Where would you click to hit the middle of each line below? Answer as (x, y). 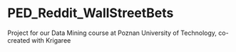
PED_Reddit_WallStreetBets (91, 13)
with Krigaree (51, 40)
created (19, 40)
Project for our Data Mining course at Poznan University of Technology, (112, 33)
